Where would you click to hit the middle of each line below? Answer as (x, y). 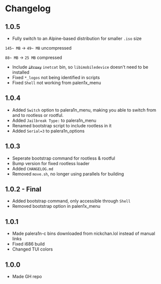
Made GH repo (27, 277)
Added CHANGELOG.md (33, 169)
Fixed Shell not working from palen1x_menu (57, 83)
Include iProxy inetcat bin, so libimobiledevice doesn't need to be (80, 67)
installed (21, 72)
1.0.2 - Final (23, 189)
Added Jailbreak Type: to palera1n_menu (54, 120)
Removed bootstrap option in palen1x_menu (56, 206)
